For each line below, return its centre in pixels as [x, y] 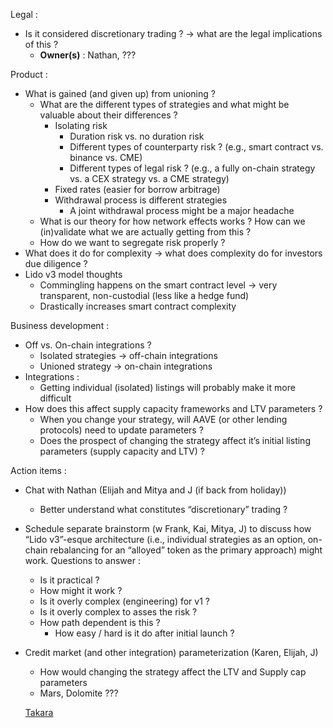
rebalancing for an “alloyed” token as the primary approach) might [186, 550]
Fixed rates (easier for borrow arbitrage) [137, 189]
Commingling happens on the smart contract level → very [158, 285]
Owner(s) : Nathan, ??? [88, 55]
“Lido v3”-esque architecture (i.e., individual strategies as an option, [165, 539]
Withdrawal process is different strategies [141, 200]
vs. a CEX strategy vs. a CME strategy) [149, 178]
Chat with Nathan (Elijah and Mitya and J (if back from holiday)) [155, 490]
